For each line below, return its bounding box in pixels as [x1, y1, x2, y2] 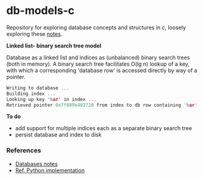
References [6, 147, 41, 155]
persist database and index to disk [15, 131, 102, 139]
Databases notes [15, 160, 58, 167]
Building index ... [6, 91, 56, 97]
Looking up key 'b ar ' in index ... [6, 96, 97, 102]
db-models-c [6, 4, 75, 18]
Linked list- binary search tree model [6, 42, 102, 49]
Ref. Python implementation [15, 167, 85, 174]
